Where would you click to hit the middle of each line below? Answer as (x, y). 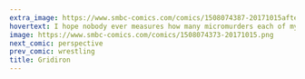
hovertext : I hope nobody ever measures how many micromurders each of (148, 26)
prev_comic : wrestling (52, 52)
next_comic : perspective (56, 43)
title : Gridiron (40, 60)
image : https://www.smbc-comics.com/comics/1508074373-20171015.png (142, 35)
